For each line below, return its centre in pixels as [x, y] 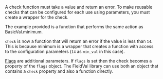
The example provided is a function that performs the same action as [74, 27]
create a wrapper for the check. [37, 17]
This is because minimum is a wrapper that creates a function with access [79, 46]
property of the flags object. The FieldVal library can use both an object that [82, 66]
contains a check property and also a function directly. [59, 71]
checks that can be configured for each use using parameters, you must [77, 12]
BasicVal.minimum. [24, 32]
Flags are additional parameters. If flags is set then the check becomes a [79, 61]
